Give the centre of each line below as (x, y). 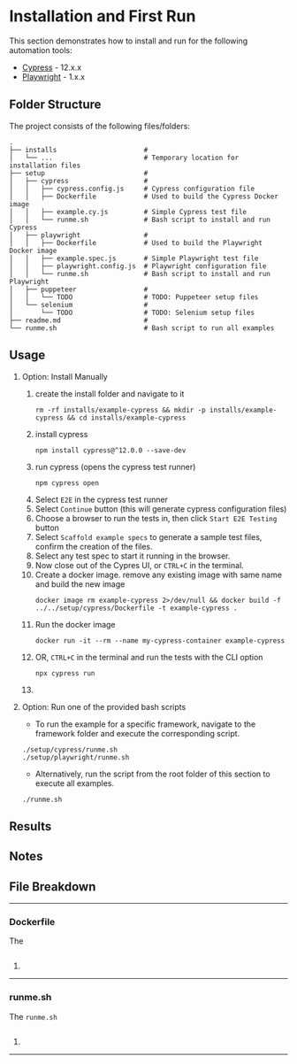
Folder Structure (55, 105)
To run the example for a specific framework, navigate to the (145, 724)
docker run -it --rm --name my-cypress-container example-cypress (160, 640)
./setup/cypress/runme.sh (69, 750)
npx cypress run (65, 673)
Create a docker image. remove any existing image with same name (159, 574)
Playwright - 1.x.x (53, 76)
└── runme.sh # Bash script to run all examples (142, 328)
